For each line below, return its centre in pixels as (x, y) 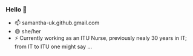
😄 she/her (28, 32)
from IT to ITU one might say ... (53, 46)
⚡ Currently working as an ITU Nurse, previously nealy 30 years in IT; (100, 38)
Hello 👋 (16, 10)
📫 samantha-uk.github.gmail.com (57, 23)
